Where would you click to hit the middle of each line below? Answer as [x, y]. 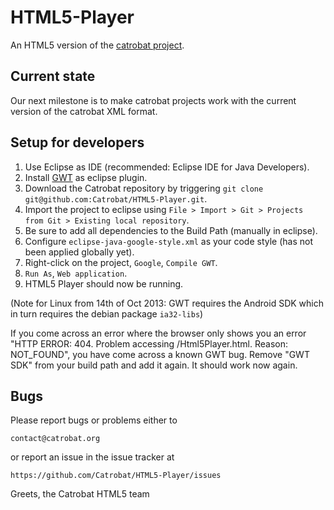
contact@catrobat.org [55, 439]
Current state [53, 76]
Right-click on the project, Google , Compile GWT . [121, 262]
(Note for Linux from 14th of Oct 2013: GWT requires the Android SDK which [167, 303]
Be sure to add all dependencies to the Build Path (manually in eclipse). [171, 230]
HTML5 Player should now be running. [104, 283]
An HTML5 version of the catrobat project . [97, 45]
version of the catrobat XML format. [84, 111]
